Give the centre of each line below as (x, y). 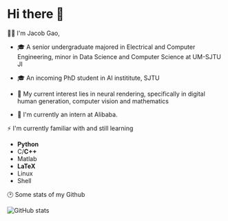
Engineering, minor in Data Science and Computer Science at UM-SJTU (119, 56)
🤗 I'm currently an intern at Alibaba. (68, 114)
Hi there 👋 (35, 14)
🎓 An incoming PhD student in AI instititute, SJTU (88, 78)
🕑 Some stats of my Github (46, 194)
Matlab (27, 158)
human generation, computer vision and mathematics (93, 101)
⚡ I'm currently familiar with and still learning (70, 128)
